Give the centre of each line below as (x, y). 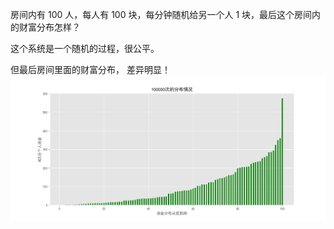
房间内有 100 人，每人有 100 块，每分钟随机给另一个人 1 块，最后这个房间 (161, 14)
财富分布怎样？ (49, 27)
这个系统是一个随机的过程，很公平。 (85, 48)
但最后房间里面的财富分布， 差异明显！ (90, 69)
